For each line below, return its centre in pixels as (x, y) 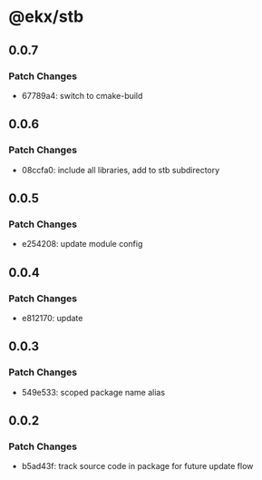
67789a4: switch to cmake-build (82, 95)
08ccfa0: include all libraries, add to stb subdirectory (121, 170)
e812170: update (52, 318)
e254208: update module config (82, 244)
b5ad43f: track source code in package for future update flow (137, 466)
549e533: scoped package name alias (93, 392)
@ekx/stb (46, 17)
